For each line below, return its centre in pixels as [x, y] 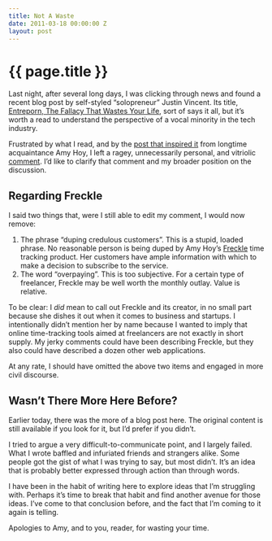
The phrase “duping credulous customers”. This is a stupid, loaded [132, 240]
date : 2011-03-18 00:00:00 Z [58, 24]
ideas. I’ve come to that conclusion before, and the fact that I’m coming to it [135, 503]
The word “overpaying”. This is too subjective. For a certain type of [132, 274]
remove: [22, 224]
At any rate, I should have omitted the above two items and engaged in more [136, 366]
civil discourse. [34, 375]
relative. [34, 292]
